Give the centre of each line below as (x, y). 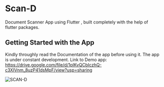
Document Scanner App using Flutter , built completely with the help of (77, 22)
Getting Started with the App (50, 43)
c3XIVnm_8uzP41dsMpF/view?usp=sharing (49, 70)
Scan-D (21, 9)
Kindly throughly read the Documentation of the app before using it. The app (82, 54)
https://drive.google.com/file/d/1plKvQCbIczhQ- (53, 65)
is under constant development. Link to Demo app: (56, 60)
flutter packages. (22, 27)
